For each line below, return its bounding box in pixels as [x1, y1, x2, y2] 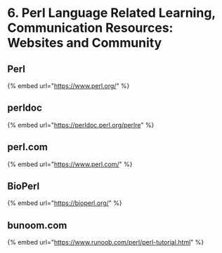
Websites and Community [7, 35, 162, 51]
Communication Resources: [7, 20, 174, 36]
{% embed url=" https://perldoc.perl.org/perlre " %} [7, 121, 155, 129]
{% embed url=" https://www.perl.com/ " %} [7, 160, 133, 168]
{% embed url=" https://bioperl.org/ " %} [7, 199, 123, 207]
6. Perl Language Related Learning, [7, 5, 216, 21]
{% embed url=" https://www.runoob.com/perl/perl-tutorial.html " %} [7, 238, 204, 247]
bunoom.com [7, 219, 67, 231]
